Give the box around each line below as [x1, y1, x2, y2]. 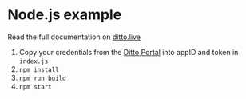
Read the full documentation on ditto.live [7, 32, 141, 42]
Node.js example [7, 6, 122, 24]
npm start [18, 82, 53, 91]
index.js [18, 57, 49, 65]
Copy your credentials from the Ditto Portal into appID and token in [18, 47, 239, 57]
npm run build [18, 74, 66, 82]
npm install [18, 65, 59, 73]
